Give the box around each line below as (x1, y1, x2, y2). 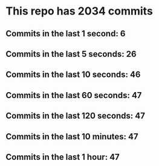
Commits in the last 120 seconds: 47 (5, 111, 146, 121)
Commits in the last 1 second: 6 (5, 28, 126, 39)
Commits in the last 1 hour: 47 (5, 151, 120, 162)
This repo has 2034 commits (5, 4, 154, 18)
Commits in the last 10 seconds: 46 (5, 70, 141, 80)
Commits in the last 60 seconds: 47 (5, 90, 142, 101)
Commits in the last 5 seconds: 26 (5, 48, 137, 59)
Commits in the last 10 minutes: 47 (5, 131, 138, 142)
